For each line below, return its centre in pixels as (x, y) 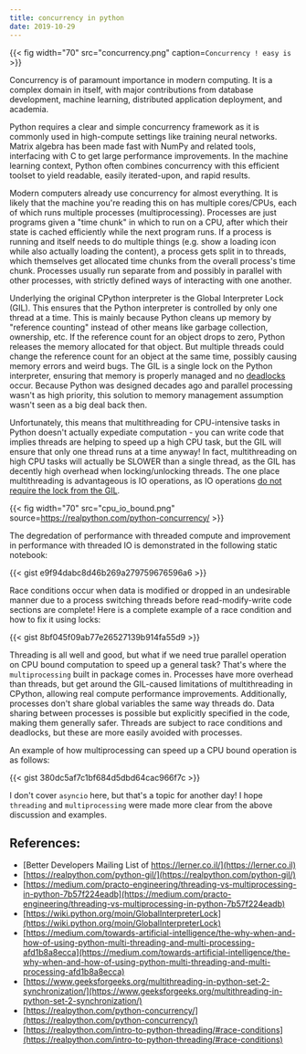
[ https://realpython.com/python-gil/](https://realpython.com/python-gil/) (159, 875)
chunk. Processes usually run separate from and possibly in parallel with (146, 270)
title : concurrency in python (67, 18)
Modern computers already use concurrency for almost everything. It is (144, 193)
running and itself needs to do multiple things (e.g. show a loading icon (143, 241)
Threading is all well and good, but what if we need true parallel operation (148, 655)
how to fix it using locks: (55, 619)
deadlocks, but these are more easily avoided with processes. (126, 733)
